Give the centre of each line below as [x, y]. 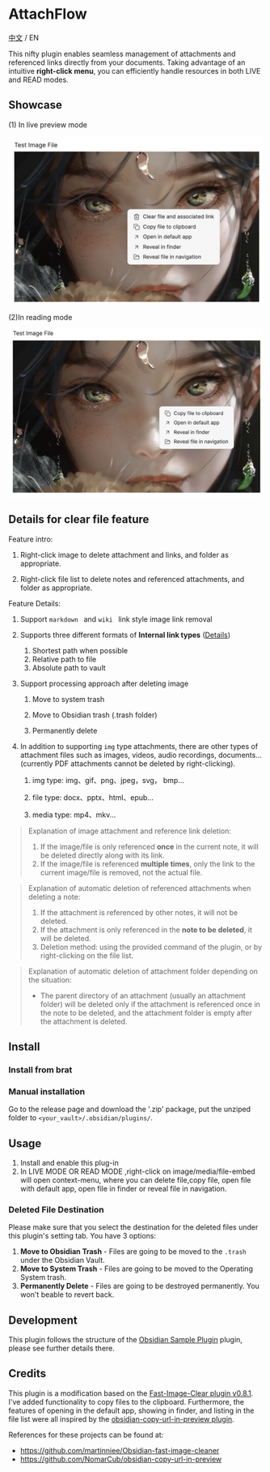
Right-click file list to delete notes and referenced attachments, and [132, 579]
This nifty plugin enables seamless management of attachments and [122, 53]
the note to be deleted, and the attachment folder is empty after [146, 1012]
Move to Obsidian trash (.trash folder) [95, 715]
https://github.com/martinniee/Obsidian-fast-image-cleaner [120, 1450]
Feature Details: [34, 603]
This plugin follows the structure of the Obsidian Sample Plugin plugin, [125, 1340]
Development [43, 1320]
